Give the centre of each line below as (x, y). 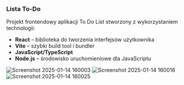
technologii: (21, 28)
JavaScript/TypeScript (44, 52)
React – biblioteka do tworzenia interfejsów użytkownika (85, 40)
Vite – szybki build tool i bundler (55, 46)
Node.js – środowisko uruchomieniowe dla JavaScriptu (83, 59)
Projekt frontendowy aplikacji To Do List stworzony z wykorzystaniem (92, 22)
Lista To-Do (23, 9)
